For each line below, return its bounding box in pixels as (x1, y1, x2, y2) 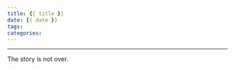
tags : (7, 23, 23, 30)
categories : (7, 29, 42, 37)
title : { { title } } (7, 10, 64, 17)
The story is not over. (7, 55, 69, 63)
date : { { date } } (7, 17, 58, 24)
